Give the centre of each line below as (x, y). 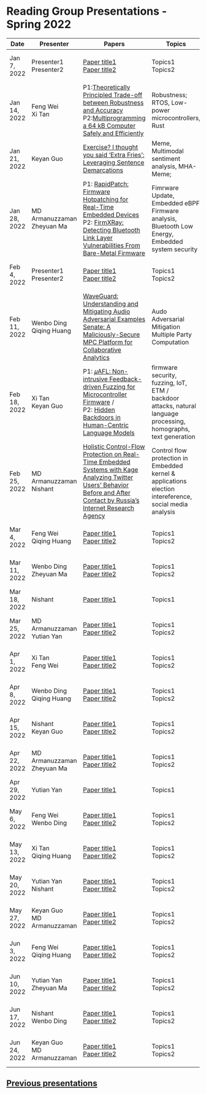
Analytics (96, 358)
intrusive (95, 379)
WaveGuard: (100, 296)
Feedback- (126, 379)
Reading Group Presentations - (87, 11)
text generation (174, 436)
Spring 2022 (39, 24)
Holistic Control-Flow (114, 447)
